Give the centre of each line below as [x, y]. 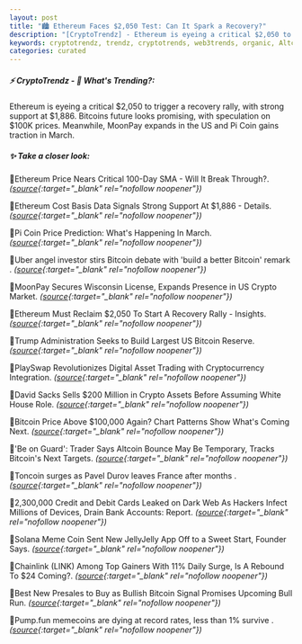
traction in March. [42, 135]
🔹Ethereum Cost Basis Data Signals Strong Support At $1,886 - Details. [141, 206]
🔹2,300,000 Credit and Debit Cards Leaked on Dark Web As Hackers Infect [148, 503]
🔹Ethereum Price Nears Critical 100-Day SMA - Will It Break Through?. [139, 179]
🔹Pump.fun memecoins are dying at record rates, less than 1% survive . [142, 621]
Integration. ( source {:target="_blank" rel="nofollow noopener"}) [128, 378]
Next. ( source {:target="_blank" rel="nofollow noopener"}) [117, 432]
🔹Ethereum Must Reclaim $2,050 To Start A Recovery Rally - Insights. [138, 314]
